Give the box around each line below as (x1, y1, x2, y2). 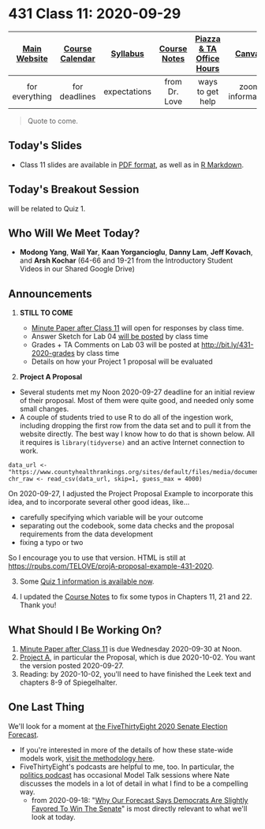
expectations (103, 86, 152, 97)
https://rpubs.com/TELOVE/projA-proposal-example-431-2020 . (8, 562, 215, 571)
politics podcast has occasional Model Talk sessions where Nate (19, 770, 230, 779)
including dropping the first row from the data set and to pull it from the (19, 421, 251, 431)
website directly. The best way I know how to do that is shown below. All (19, 429, 255, 439)
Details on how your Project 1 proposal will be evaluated (31, 357, 213, 367)
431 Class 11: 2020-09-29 (8, 5, 181, 23)
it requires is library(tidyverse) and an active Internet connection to (19, 438, 245, 447)
